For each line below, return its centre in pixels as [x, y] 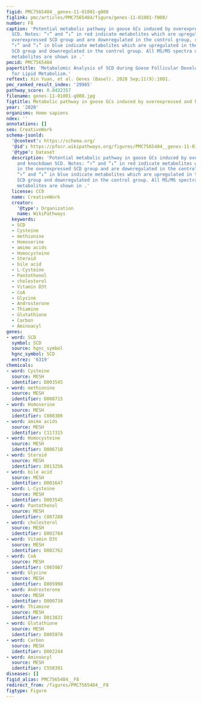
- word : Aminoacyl [29, 657]
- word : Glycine [26, 573]
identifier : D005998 [37, 584]
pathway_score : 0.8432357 [38, 91]
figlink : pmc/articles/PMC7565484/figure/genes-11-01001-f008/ [87, 17]
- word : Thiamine [28, 606]
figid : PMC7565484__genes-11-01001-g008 [58, 12]
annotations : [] [26, 124]
